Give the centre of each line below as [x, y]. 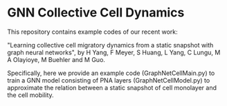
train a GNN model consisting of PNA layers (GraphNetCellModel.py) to [109, 80]
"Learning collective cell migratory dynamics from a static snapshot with [110, 45]
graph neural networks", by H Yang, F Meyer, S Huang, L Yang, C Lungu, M [114, 52]
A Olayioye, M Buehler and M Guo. [56, 59]
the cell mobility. [30, 95]
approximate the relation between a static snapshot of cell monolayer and [112, 87]
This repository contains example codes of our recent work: [92, 32]
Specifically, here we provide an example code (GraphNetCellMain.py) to [111, 73]
